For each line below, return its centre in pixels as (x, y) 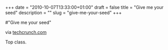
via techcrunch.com (26, 32)
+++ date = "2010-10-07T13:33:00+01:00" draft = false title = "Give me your (85, 7)
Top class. (16, 42)
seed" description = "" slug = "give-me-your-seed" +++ (64, 13)
